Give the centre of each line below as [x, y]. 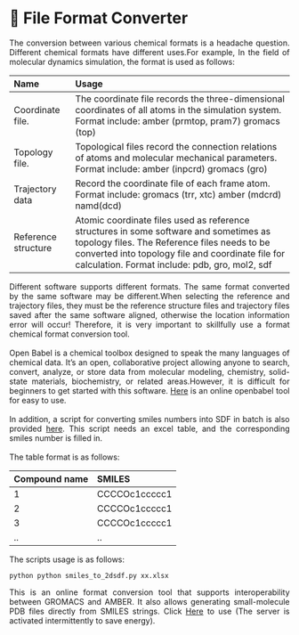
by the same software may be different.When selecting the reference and [149, 296]
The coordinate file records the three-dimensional [180, 99]
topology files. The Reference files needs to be [173, 242]
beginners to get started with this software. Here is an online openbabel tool [150, 390]
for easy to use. [38, 400]
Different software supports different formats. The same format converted [149, 286]
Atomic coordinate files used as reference [162, 220]
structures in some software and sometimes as [173, 231]
